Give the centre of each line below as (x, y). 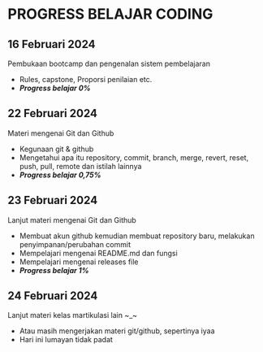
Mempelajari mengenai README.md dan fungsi (98, 253)
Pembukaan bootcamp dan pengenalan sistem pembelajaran (109, 63)
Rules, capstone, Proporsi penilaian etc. (86, 79)
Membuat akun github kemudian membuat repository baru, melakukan (137, 236)
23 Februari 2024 (53, 200)
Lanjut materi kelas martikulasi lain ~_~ (73, 315)
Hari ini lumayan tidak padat (66, 340)
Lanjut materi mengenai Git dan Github (72, 219)
